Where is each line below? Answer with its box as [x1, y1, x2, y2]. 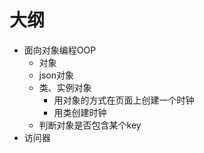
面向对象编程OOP [23, 44, 97, 56]
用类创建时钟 [53, 106, 107, 118]
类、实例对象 [38, 81, 92, 93]
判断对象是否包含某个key [38, 119, 142, 131]
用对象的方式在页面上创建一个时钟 [53, 94, 195, 106]
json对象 [38, 69, 75, 81]
